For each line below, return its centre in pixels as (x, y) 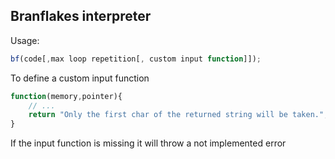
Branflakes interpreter (81, 16)
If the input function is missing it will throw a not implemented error (148, 143)
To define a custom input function (80, 78)
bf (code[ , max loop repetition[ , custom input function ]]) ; (136, 59)
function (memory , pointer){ (66, 96)
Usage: (25, 40)
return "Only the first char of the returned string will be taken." (176, 115)
